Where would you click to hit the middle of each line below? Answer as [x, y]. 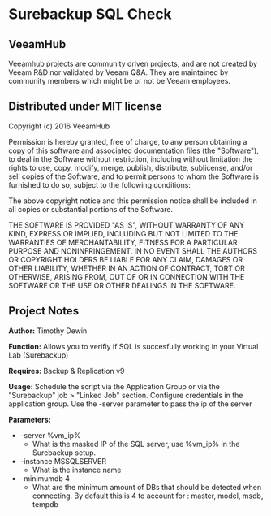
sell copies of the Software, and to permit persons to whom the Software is [134, 176]
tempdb [45, 504]
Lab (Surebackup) [39, 355]
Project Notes [44, 311]
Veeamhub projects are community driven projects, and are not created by [133, 63]
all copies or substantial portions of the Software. [90, 209]
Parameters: [30, 419]
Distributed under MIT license [85, 106]
